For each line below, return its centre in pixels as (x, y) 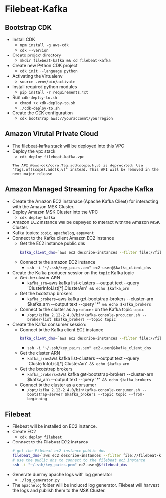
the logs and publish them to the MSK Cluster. (59, 490)
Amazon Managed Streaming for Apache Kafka (79, 189)
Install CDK (24, 39)
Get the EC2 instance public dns (52, 243)
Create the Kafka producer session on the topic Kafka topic (73, 272)
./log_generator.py (40, 480)
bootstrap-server (45, 395)
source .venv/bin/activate (47, 82)
